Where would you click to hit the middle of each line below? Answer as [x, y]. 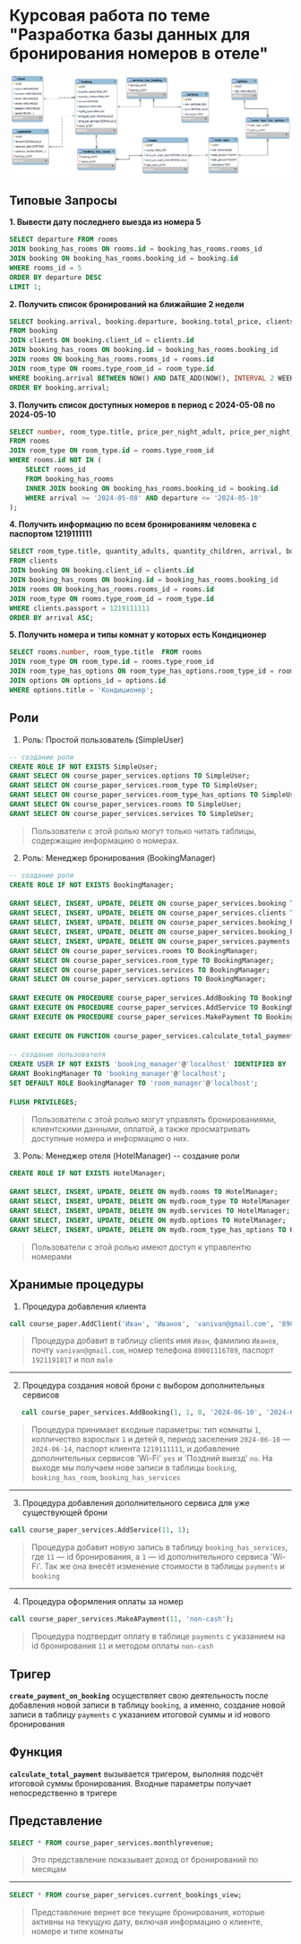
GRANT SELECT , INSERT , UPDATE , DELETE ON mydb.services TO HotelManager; [150, 1211]
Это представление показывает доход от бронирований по [145, 1860]
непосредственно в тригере [63, 1793]
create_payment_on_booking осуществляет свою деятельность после [139, 1695]
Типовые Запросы [64, 200]
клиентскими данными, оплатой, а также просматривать [141, 1129]
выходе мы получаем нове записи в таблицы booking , [134, 1468]
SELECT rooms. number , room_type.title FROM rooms [106, 652]
